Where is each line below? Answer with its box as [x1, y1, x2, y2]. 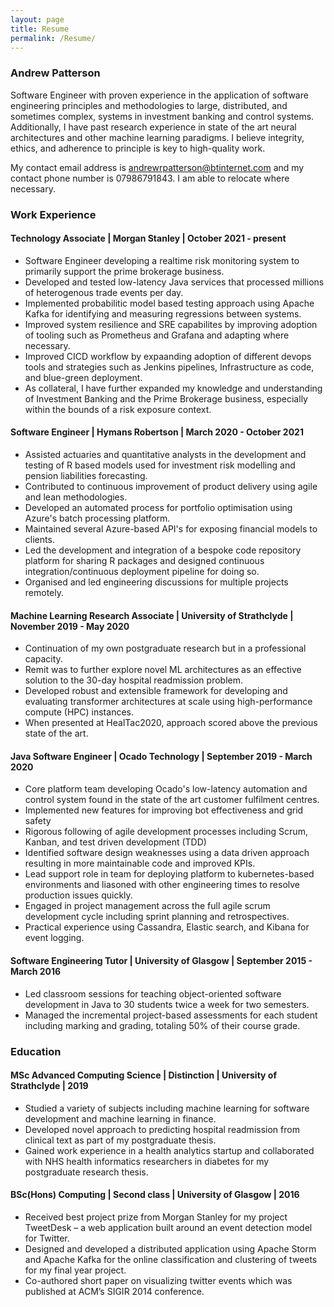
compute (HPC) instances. [24, 706, 134, 718]
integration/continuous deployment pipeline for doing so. [24, 566, 260, 577]
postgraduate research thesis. [24, 1166, 149, 1178]
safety [24, 815, 52, 827]
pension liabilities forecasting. [24, 470, 148, 481]
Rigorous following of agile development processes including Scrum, [24, 826, 308, 838]
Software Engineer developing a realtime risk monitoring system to [24, 254, 300, 266]
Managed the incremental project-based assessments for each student [24, 1009, 318, 1021]
